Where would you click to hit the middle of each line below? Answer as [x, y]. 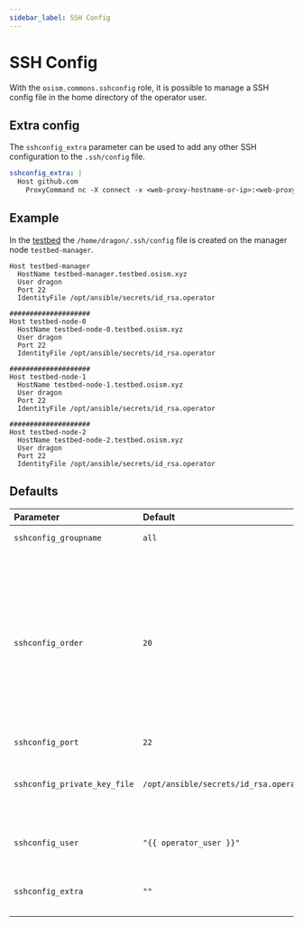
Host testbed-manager [50, 266]
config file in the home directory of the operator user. [108, 97]
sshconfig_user [46, 842]
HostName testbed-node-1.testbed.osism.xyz [100, 385]
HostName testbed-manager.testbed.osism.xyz [102, 274]
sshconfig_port [46, 742]
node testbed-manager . [51, 249]
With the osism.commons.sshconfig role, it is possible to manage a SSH [139, 88]
